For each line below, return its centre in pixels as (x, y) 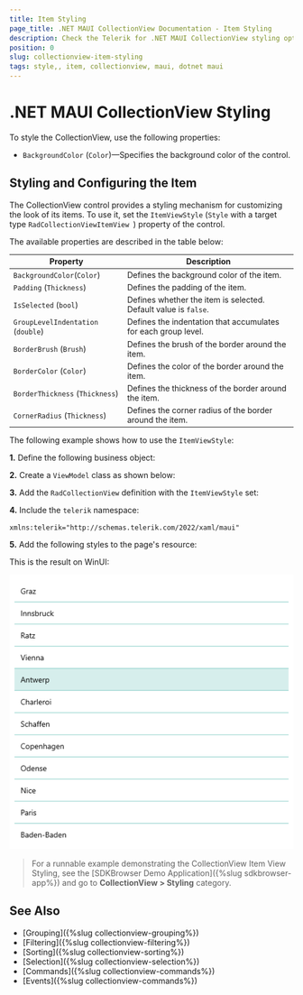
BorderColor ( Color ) (50, 371)
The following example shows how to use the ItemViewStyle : (122, 440)
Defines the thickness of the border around (207, 388)
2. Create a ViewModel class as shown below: (92, 474)
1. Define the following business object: (83, 457)
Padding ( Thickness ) (50, 287)
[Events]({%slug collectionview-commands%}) (110, 981)
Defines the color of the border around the (205, 366)
